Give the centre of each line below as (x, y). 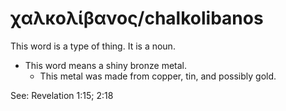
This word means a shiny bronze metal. (105, 65)
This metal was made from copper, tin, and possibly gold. (158, 76)
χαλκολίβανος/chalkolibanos (137, 18)
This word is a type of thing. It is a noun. (93, 46)
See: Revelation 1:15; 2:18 (62, 95)
